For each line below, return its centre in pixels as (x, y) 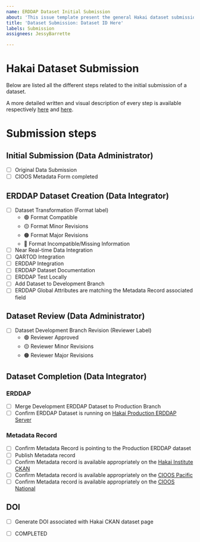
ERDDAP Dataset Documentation (55, 270)
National (25, 488)
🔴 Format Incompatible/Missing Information (76, 244)
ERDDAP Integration (39, 264)
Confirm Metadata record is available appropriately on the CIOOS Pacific (104, 475)
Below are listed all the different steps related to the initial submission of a (97, 85)
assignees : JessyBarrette (38, 34)
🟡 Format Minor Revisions (56, 226)
